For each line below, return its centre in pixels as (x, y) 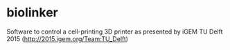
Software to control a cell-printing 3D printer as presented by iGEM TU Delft (115, 32)
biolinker (32, 13)
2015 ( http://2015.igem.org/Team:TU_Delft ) (68, 38)
